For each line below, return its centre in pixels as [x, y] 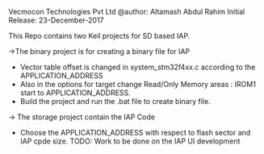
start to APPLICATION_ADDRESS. [75, 93]
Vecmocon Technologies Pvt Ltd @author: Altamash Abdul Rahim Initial [127, 12]
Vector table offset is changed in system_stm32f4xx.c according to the [138, 67]
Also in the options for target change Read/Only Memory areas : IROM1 [138, 84]
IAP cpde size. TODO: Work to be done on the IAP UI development [130, 141]
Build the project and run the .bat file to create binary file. [115, 101]
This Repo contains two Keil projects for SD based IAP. [99, 36]
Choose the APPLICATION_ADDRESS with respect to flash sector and [135, 133]
